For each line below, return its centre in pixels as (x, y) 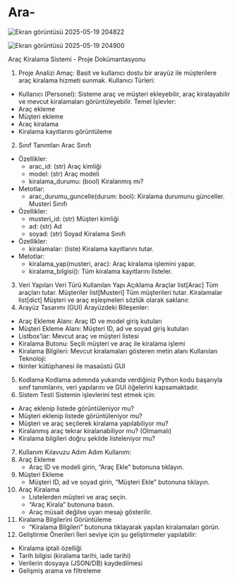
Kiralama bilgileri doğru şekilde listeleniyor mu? (87, 438)
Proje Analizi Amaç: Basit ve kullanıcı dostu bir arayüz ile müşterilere (117, 73)
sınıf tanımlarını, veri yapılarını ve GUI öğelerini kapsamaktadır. (109, 387)
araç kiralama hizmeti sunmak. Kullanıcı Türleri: (87, 80)
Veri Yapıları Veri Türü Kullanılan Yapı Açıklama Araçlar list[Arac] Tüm (118, 285)
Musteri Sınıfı (48, 204)
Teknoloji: (32, 358)
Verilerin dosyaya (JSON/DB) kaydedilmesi (80, 563)
